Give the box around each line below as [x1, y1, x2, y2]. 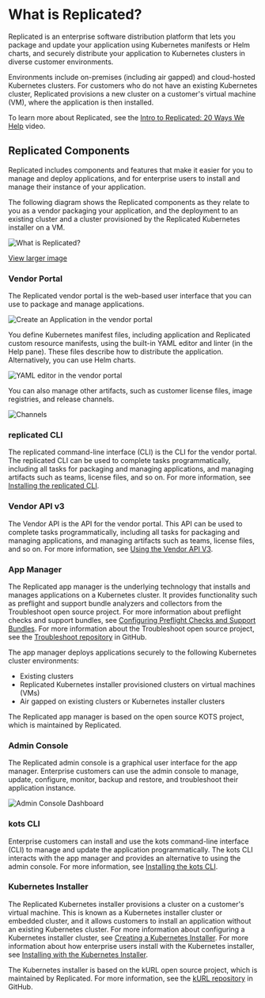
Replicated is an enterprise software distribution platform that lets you [8, 32, 236, 41]
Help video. [8, 121, 46, 131]
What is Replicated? [8, 6, 142, 24]
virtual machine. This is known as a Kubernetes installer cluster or [8, 908, 223, 917]
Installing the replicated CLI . [8, 481, 100, 491]
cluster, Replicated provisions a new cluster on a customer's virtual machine [8, 89, 256, 98]
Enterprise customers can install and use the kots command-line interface [8, 837, 249, 846]
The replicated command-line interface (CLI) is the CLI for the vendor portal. [8, 447, 257, 457]
